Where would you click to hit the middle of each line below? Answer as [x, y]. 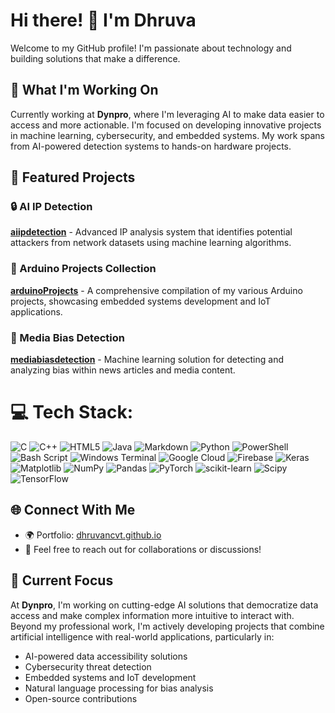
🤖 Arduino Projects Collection [83, 269]
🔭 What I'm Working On [84, 90]
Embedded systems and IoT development [110, 677]
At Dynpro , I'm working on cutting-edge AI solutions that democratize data [164, 605]
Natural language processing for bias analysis [119, 688]
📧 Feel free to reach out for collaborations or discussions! [143, 549]
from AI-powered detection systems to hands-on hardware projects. [151, 146]
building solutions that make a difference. [95, 58]
